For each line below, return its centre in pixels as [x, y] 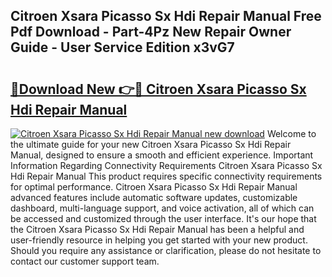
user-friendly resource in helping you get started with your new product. [159, 240]
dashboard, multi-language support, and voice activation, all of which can [162, 208]
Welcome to [291, 133]
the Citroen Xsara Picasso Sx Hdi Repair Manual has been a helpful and [157, 229]
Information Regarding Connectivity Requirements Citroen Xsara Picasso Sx [166, 165]
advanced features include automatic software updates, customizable [154, 197]
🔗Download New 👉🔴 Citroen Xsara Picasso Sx [158, 89]
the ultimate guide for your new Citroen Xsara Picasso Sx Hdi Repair [151, 144]
